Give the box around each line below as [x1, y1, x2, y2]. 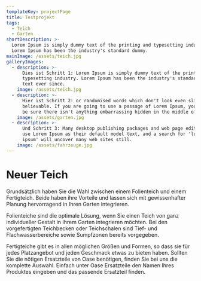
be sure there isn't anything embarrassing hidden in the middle [22, 109, 188, 115]
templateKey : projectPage [6, 8, 71, 15]
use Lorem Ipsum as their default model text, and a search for [22, 131, 186, 138]
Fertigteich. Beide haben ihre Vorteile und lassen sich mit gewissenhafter [6, 194, 186, 201]
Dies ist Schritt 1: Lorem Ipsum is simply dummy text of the [22, 70, 181, 76]
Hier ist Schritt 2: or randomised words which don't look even [22, 97, 186, 103]
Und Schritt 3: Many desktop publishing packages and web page [22, 126, 184, 132]
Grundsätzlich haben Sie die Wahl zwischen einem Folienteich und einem [6, 188, 187, 195]
